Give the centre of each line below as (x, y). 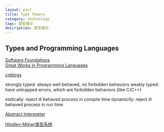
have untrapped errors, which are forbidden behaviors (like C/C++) (73, 89)
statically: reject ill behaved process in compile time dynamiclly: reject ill (79, 99)
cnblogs (13, 75)
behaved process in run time (34, 104)
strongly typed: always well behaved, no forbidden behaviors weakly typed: (82, 84)
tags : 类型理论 (19, 23)
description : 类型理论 (27, 28)
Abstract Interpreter (25, 114)
